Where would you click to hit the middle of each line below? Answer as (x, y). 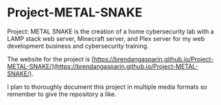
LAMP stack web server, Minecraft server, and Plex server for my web (106, 38)
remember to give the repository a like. (62, 94)
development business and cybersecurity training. (78, 46)
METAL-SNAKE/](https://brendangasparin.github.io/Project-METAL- (103, 66)
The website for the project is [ (50, 59)
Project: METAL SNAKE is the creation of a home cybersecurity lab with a (110, 31)
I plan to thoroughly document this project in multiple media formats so (107, 87)
